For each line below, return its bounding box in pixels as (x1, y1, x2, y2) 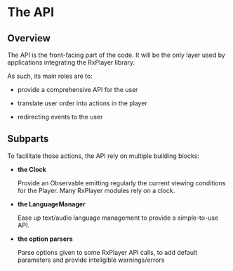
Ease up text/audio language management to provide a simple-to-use (17, 213, 219, 222)
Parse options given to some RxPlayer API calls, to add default (17, 248, 198, 256)
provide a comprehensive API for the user (17, 86, 138, 93)
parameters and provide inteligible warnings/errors (17, 256, 165, 264)
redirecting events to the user (17, 113, 103, 121)
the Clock (17, 165, 47, 173)
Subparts (7, 133, 49, 145)
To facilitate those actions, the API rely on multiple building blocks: (7, 152, 200, 160)
